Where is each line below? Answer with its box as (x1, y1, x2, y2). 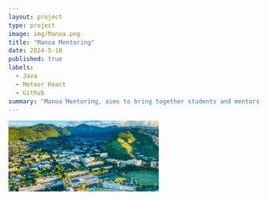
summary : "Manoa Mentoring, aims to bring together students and (8, 97, 231, 106)
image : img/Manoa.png (8, 30, 81, 38)
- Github (15, 89, 45, 97)
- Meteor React (15, 80, 67, 88)
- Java (15, 72, 38, 80)
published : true (8, 55, 63, 63)
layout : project (8, 13, 63, 21)
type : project (8, 21, 56, 30)
